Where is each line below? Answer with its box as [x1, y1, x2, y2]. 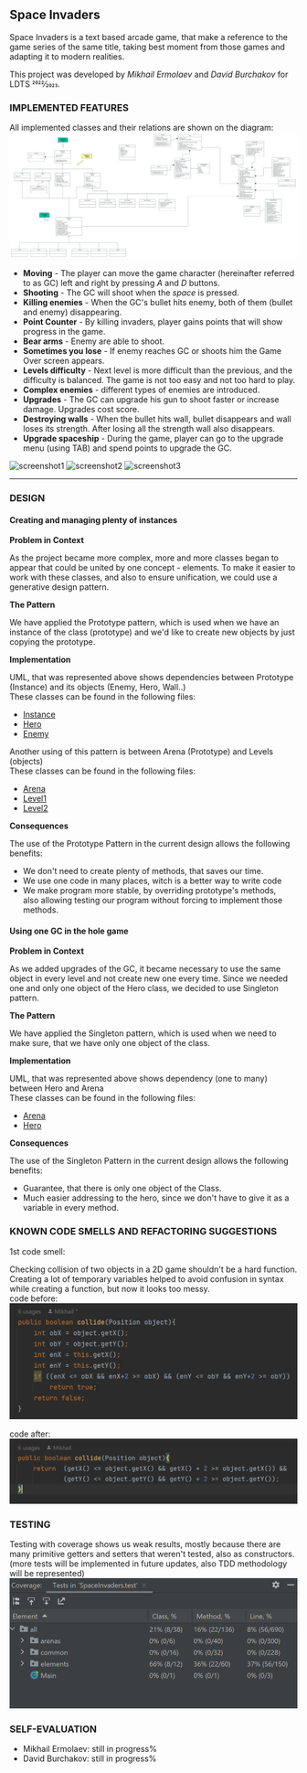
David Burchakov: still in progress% [22, 1753, 157, 1764]
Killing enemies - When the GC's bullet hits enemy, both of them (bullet [22, 297, 293, 308]
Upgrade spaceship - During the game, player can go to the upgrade [22, 433, 284, 444]
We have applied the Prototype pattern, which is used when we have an [9, 617, 280, 628]
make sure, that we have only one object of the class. [9, 1038, 210, 1049]
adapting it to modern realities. [9, 50, 125, 62]
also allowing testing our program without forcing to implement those [22, 895, 283, 906]
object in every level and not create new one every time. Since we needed [9, 973, 289, 984]
